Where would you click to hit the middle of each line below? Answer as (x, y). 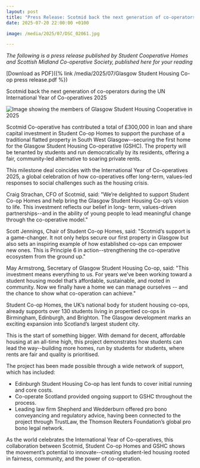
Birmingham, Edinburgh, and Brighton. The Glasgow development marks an (99, 318)
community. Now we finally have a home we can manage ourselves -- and (97, 287)
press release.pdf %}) (41, 80)
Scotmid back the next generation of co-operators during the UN (86, 91)
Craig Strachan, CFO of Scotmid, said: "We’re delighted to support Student (98, 195)
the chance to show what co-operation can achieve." (71, 294)
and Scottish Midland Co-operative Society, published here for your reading (99, 62)
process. (26, 403)
